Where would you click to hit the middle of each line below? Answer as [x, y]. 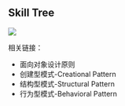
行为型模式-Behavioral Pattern [68, 93]
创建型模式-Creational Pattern [68, 74]
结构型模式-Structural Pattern [67, 84]
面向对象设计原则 [47, 64]
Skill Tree [31, 13]
